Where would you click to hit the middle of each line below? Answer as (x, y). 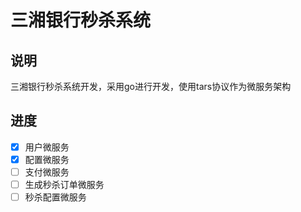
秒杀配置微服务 (55, 197)
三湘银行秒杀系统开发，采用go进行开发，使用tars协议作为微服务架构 (151, 86)
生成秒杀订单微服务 (64, 184)
